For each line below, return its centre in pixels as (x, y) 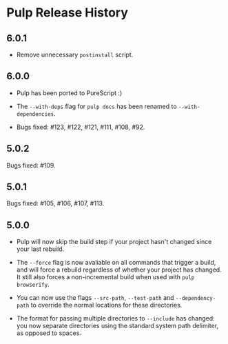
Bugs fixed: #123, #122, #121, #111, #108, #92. (81, 127)
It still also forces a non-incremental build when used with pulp (105, 277)
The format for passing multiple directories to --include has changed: (115, 318)
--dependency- (196, 299)
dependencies (35, 114)
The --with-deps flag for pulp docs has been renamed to (96, 106)
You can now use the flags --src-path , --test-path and (95, 298)
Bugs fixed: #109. (31, 165)
